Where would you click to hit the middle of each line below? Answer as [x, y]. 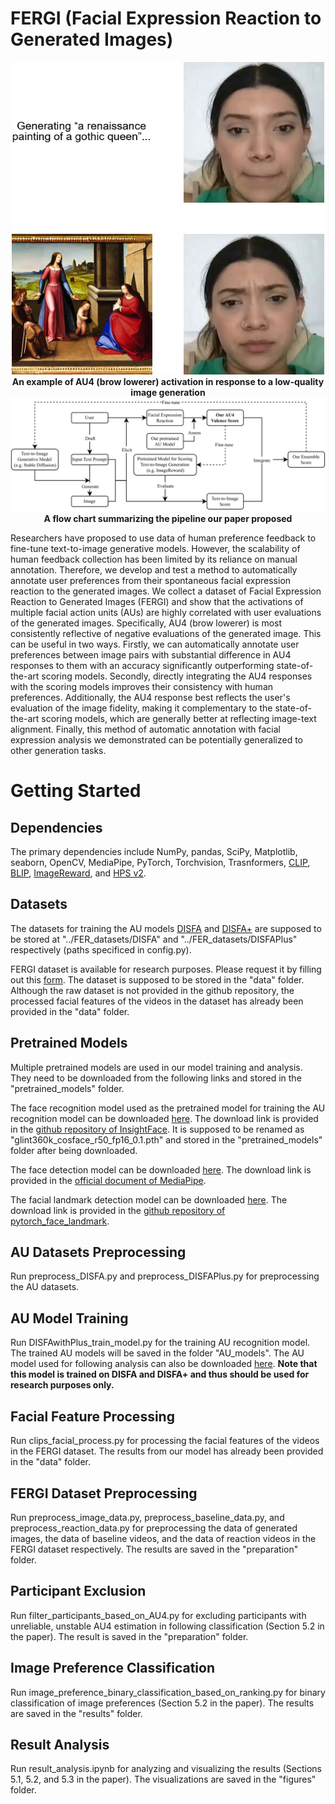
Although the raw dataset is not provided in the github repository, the [152, 990]
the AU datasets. [45, 1287]
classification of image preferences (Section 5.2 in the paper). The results [162, 1703]
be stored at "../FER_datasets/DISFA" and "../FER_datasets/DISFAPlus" [154, 939]
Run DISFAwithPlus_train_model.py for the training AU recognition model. [160, 1343]
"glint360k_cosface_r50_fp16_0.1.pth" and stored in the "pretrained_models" [166, 1139]
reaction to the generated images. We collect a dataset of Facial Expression [166, 591]
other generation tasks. [58, 751]
